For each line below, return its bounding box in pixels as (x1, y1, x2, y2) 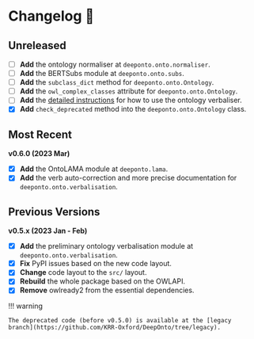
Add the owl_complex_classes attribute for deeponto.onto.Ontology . (19, 86, 238, 96)
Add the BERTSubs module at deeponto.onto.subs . (19, 69, 184, 78)
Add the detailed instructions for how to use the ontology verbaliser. (19, 95, 243, 105)
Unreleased (8, 39, 67, 52)
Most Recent (8, 128, 73, 141)
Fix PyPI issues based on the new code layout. (19, 259, 172, 269)
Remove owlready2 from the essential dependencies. (19, 285, 195, 295)
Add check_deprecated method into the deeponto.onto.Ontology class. (19, 105, 247, 114)
